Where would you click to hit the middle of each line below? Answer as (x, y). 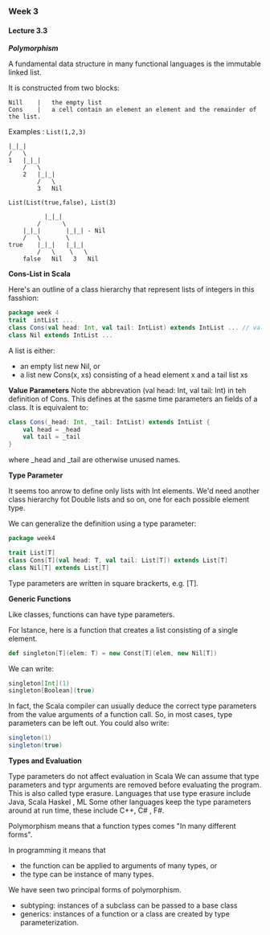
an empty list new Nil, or (60, 366)
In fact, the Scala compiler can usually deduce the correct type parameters (133, 706)
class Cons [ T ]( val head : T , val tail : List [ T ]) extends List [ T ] (118, 560)
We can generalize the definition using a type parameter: (102, 523)
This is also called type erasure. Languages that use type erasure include (130, 793)
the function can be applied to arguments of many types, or (119, 865)
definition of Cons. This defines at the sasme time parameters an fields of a (133, 399)
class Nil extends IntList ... (61, 335)
